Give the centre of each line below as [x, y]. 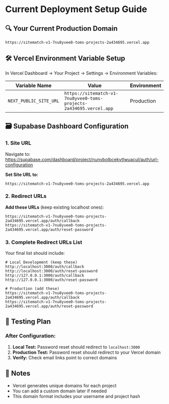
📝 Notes [18, 374]
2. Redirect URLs [26, 196]
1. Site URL [18, 143]
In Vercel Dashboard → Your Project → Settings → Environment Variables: [81, 73]
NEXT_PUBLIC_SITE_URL [33, 101]
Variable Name [33, 85]
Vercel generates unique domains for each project [64, 385]
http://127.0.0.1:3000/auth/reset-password [52, 280]
